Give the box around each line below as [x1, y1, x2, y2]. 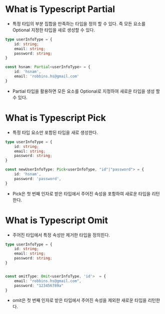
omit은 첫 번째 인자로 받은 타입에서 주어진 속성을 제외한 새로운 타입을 [12, 297, 147, 303]
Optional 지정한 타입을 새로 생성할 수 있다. [12, 26, 95, 33]
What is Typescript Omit [5, 214, 108, 226]
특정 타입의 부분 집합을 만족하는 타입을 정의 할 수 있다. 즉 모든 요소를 [12, 20, 146, 26]
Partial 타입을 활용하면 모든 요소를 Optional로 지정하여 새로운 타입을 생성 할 [12, 88, 160, 94]
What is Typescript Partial [5, 3, 115, 15]
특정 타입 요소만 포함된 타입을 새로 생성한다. [12, 129, 98, 135]
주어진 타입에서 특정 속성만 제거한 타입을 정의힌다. [12, 231, 110, 238]
